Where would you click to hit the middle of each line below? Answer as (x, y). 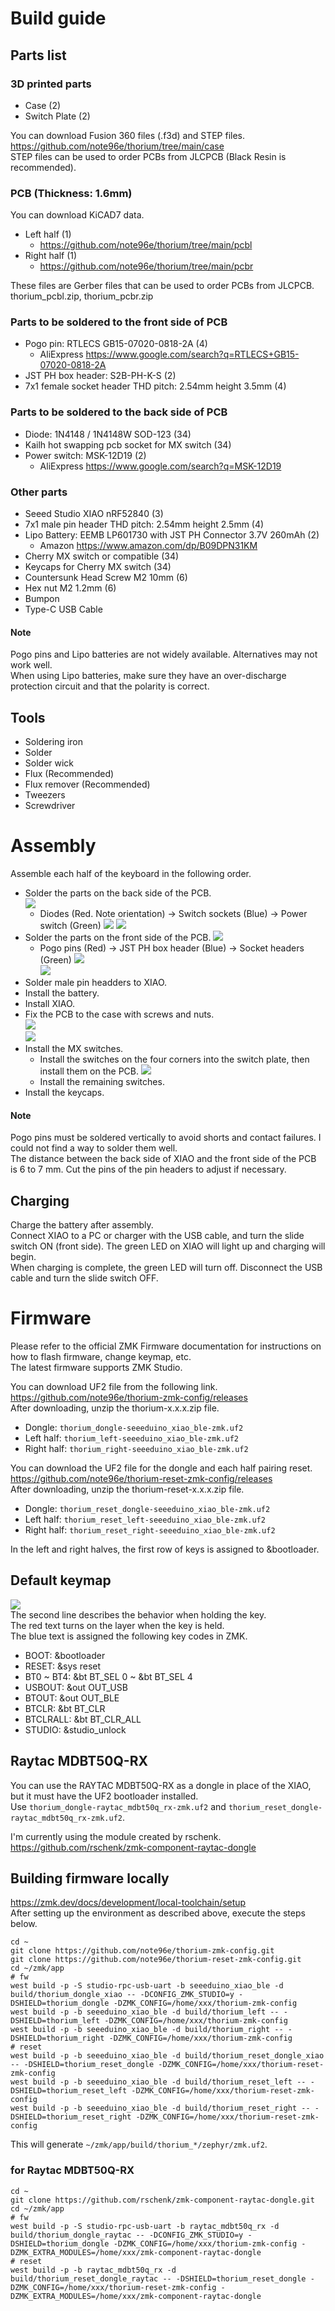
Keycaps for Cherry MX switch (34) (98, 567)
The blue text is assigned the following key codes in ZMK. (129, 1636)
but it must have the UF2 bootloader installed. (104, 1796)
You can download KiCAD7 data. (77, 215)
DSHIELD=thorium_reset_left (69, 2091)
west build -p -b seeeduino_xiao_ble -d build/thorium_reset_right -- (160, 2108)
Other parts (39, 492)
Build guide (58, 18)
